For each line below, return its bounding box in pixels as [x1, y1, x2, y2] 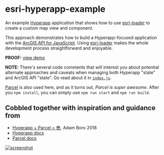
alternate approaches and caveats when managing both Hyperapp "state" [5, 69, 156, 75]
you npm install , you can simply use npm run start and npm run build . [5, 89, 150, 95]
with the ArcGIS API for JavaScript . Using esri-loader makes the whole [5, 39, 149, 45]
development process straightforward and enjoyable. [5, 45, 113, 51]
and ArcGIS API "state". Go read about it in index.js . [5, 75, 112, 80]
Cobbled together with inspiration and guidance [5, 104, 156, 112]
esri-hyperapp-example [5, 3, 106, 15]
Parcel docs [12, 135, 37, 141]
